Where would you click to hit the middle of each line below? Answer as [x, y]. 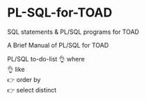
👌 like [16, 69]
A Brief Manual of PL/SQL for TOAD [58, 45]
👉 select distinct [32, 90]
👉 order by [24, 79]
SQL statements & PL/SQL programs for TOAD [73, 32]
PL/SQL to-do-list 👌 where [46, 59]
